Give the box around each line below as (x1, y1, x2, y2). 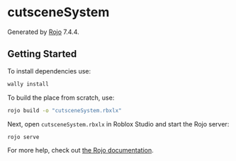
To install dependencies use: (7, 66, 91, 75)
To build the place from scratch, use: (7, 93, 115, 102)
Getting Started (7, 48, 77, 60)
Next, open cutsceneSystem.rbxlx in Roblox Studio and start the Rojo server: (7, 119, 230, 128)
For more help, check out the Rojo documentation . (7, 146, 154, 155)
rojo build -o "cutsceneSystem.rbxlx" (7, 107, 122, 114)
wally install (7, 80, 50, 88)
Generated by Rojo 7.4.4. (7, 28, 79, 36)
